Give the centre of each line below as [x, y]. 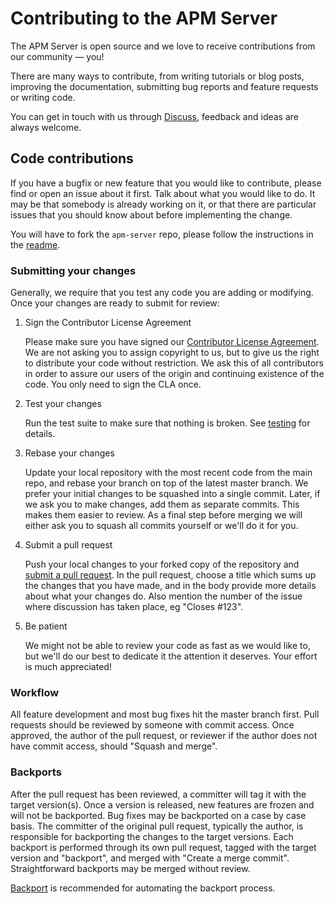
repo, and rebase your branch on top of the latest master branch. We [166, 483]
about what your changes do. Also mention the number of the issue [163, 596]
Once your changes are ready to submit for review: [115, 303]
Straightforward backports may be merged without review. [130, 868]
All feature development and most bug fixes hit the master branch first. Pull [165, 714]
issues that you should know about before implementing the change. [151, 214]
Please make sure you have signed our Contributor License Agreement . [172, 342]
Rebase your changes [69, 453]
